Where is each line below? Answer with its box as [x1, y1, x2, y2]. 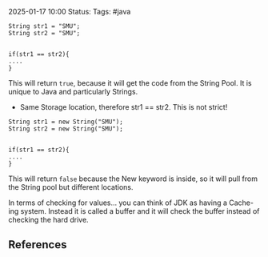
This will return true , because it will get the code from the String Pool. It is [8, 78, 252, 87]
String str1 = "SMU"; [8, 22, 81, 30]
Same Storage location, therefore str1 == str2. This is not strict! [19, 102, 228, 111]
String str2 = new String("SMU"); [8, 125, 124, 133]
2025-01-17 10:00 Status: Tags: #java [8, 7, 131, 16]
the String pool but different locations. [8, 183, 134, 191]
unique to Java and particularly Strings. [8, 87, 138, 96]
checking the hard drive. [8, 215, 90, 224]
